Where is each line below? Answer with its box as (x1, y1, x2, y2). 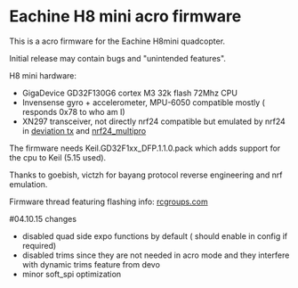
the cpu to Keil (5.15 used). (9, 152, 107, 162)
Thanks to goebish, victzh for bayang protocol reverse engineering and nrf (9, 169, 283, 180)
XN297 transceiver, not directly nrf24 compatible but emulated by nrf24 (21, 116, 286, 127)
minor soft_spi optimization (21, 268, 122, 279)
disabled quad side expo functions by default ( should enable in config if (21, 230, 288, 242)
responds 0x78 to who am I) (21, 106, 126, 117)
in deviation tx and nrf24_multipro (21, 125, 147, 136)
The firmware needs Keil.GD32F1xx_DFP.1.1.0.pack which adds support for (9, 143, 281, 153)
